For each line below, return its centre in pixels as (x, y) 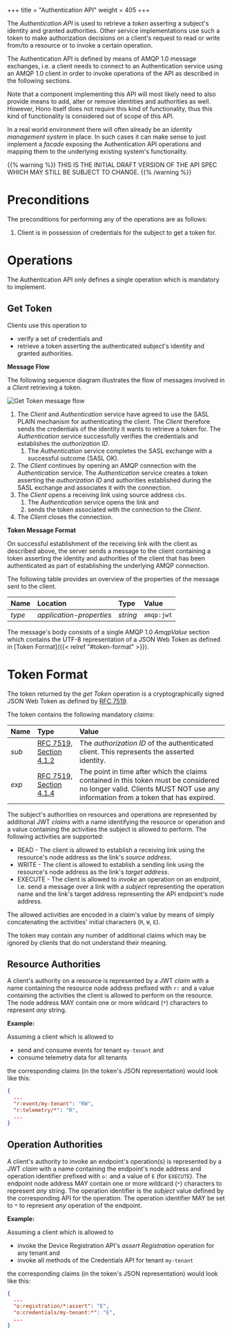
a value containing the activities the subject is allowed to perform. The (107, 829)
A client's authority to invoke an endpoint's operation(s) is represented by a (115, 1161)
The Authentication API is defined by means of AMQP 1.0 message (102, 59)
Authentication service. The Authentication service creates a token (113, 473)
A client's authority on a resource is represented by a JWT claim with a (108, 981)
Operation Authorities (55, 1145)
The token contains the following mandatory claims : (81, 714)
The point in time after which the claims (143, 771)
